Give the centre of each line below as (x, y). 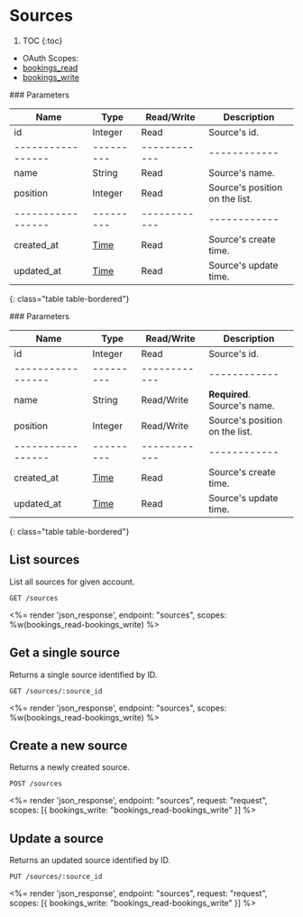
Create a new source (69, 745)
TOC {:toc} (42, 41)
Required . (230, 394)
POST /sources (36, 784)
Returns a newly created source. (70, 767)
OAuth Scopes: (50, 58)
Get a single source (64, 653)
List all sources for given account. (72, 582)
